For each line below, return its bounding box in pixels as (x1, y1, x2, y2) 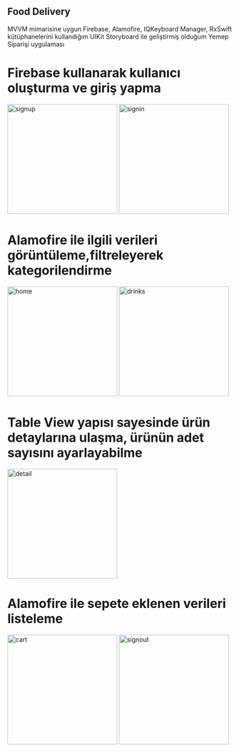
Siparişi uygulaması (7, 39, 65, 49)
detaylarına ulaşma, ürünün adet (7, 430, 205, 445)
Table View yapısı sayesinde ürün (7, 414, 210, 430)
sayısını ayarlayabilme (7, 444, 143, 461)
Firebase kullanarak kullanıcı (7, 65, 180, 81)
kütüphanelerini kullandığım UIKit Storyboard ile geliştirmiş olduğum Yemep (7, 32, 229, 41)
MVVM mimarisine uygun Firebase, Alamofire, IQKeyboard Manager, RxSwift (7, 24, 232, 33)
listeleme (7, 610, 63, 626)
